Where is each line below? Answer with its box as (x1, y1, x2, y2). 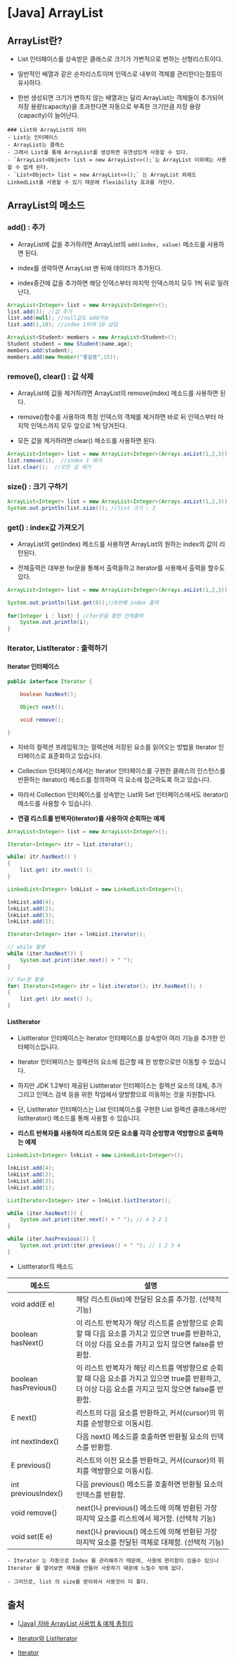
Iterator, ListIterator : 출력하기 (7, 643, 107, 653)
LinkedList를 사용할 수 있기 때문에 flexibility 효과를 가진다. (7, 179, 176, 186)
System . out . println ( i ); (20, 618, 90, 626)
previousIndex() (11, 1488, 63, 1498)
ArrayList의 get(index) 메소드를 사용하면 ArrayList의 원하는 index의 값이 (17, 540, 218, 548)
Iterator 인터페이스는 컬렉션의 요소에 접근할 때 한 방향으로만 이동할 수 (17, 1058, 207, 1066)
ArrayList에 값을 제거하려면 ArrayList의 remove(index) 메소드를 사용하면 (17, 389, 219, 397)
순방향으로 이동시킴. (91, 1418, 153, 1428)
